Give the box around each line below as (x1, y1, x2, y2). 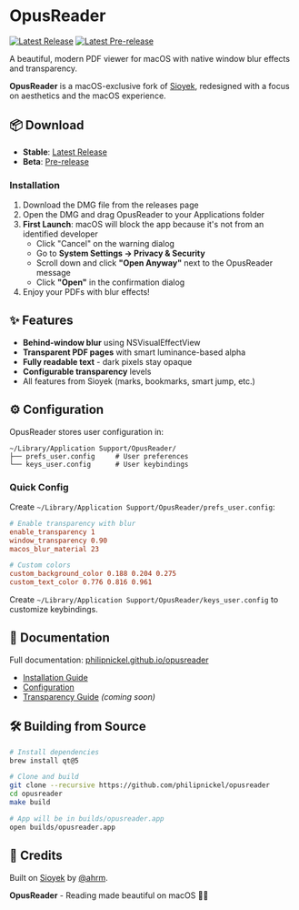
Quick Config (9, 480, 70, 493)
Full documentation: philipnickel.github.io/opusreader (9, 654, 209, 665)
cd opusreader (9, 789, 64, 799)
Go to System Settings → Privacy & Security (35, 248, 206, 259)
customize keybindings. (9, 604, 98, 615)
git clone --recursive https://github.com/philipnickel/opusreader (9, 781, 271, 790)
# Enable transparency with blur (9, 519, 136, 528)
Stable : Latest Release (22, 147, 107, 157)
